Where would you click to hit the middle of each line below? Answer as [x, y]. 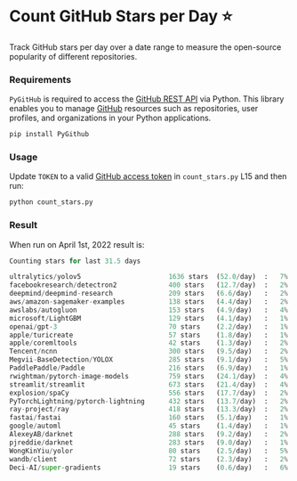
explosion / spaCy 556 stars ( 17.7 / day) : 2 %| [151, 393]
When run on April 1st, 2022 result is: [77, 244]
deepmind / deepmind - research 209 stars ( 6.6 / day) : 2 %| [151, 294]
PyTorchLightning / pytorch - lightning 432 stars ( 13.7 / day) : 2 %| [151, 401]
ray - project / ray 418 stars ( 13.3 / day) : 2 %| [151, 410]
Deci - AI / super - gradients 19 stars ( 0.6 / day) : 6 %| [151, 468]
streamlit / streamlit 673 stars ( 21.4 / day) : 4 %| [151, 384]
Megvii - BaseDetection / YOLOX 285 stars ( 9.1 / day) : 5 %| [151, 360]
